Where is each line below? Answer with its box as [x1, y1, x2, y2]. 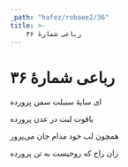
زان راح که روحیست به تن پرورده [10, 148, 118, 159]
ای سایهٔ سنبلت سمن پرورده [10, 96, 102, 107]
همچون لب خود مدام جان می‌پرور [10, 131, 119, 141]
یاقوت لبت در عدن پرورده [10, 114, 94, 125]
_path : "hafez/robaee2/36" [10, 12, 109, 22]
